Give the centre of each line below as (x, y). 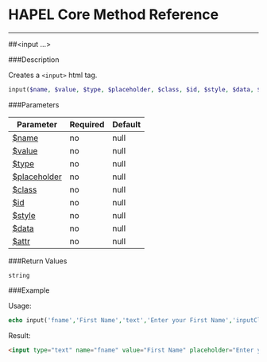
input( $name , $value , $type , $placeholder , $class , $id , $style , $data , (131, 89)
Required (87, 124)
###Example (29, 290)
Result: (19, 335)
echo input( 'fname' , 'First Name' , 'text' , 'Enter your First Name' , (120, 320)
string (19, 275)
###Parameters (34, 104)
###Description (34, 59)
